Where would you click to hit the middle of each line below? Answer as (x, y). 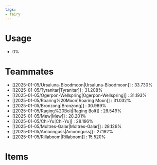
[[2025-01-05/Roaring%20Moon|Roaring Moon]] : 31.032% (71, 101)
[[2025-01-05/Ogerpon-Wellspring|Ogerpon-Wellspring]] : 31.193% (79, 95)
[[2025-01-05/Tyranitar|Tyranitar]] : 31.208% (57, 90)
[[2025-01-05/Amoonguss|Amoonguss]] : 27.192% (62, 132)
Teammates (29, 72)
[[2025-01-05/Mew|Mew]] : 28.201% (49, 116)
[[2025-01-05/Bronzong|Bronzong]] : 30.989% (59, 106)
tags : (10, 10)
